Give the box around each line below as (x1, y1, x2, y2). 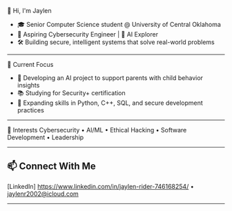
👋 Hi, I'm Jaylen (7, 7, 52, 14)
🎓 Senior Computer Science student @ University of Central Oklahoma (17, 21, 221, 28)
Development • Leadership (7, 133, 84, 141)
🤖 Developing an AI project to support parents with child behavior (17, 74, 204, 82)
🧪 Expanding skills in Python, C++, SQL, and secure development (17, 99, 204, 107)
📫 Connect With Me (7, 161, 97, 172)
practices (17, 106, 45, 114)
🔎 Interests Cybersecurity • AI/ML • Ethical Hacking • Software (7, 126, 187, 134)
